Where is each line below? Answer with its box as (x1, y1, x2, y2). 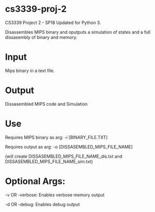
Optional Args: (5, 175, 66, 187)
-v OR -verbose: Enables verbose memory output (5, 192, 105, 198)
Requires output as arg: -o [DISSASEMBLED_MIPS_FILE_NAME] (5, 143, 133, 150)
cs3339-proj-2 (5, 3, 67, 15)
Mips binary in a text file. (5, 68, 55, 73)
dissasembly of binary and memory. (5, 34, 77, 40)
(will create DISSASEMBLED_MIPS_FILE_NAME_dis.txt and (5, 153, 122, 159)
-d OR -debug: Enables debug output (5, 201, 80, 207)
